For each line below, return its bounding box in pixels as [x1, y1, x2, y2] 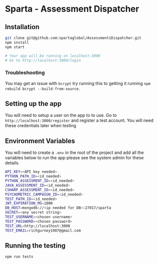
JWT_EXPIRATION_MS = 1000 [5, 201, 53, 206]
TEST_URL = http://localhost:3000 [5, 223, 70, 229]
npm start [5, 45, 25, 49]
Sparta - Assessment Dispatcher [5, 3, 139, 15]
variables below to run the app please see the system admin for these [5, 155, 144, 161]
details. [5, 160, 20, 166]
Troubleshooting [5, 69, 45, 76]
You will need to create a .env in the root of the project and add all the [5, 149, 144, 156]
